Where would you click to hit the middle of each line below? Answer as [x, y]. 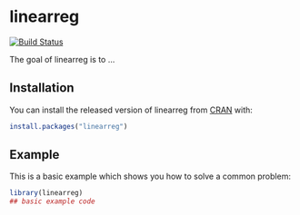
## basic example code [52, 201]
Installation [42, 88]
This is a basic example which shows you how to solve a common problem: [150, 176]
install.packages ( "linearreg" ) [69, 126]
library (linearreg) [46, 193]
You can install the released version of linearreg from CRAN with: [131, 110]
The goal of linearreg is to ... [62, 59]
